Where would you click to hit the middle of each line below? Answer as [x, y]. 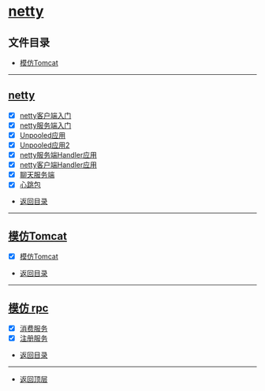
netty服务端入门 [45, 125]
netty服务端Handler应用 [58, 155]
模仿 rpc [28, 308]
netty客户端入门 [45, 115]
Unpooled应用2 [45, 145]
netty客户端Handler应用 [58, 165]
